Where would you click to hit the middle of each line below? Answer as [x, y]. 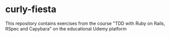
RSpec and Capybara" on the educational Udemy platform [66, 28]
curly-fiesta [31, 9]
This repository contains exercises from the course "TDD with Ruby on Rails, [85, 23]
